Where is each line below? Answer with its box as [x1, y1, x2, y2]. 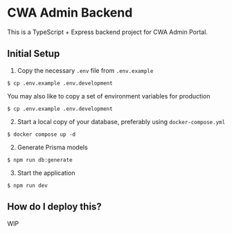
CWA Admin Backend [7, 5, 133, 21]
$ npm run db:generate [7, 156, 73, 164]
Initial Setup [7, 48, 60, 60]
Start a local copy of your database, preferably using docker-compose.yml [17, 117, 226, 126]
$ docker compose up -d [7, 130, 76, 138]
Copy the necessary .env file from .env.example [17, 66, 154, 74]
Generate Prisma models [17, 143, 88, 151]
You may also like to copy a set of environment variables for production [7, 92, 211, 100]
